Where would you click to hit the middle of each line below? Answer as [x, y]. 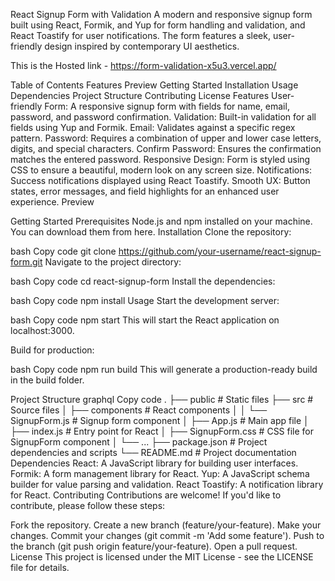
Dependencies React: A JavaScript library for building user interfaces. [154, 463]
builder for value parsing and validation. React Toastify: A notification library [167, 484]
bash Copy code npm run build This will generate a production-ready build [164, 369]
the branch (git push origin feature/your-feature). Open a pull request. [154, 546]
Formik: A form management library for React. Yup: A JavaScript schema [160, 473]
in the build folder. [47, 380]
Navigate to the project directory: [113, 262]
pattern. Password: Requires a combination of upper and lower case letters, [166, 138]
